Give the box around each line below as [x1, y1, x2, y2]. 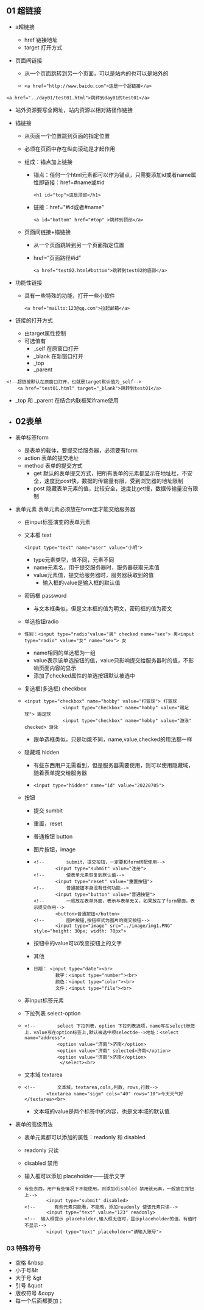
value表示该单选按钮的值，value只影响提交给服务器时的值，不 [33, 656, 189, 664]
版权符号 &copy [15, 1289, 55, 1297]
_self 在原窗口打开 [33, 345, 79, 352]
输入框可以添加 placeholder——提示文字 [24, 1172, 125, 1179]
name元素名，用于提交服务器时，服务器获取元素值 [33, 564, 160, 571]
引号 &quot [15, 1281, 43, 1289]
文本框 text [24, 531, 52, 539]
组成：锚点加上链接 [24, 158, 73, 165]
